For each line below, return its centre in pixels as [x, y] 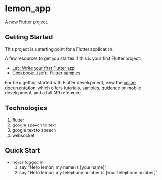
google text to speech [34, 130]
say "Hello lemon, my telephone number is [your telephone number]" [89, 173]
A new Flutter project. [27, 22]
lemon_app [28, 9]
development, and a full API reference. [44, 92]
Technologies [26, 108]
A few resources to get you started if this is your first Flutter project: [73, 58]
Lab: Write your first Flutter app [44, 68]
